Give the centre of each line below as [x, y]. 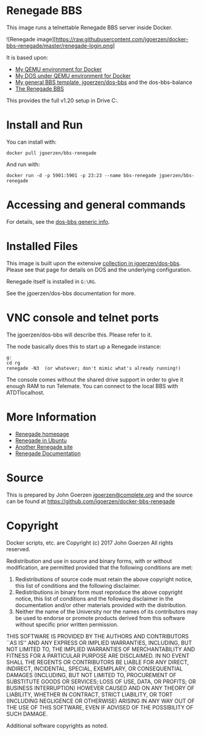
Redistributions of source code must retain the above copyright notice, [104, 579]
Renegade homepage [42, 434]
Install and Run [45, 125]
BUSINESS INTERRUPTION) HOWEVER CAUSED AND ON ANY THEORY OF [100, 688]
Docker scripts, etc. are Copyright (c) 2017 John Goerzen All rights [90, 543]
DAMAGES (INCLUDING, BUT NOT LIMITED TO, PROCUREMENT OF [91, 675]
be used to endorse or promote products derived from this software [100, 618]
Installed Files [42, 246]
